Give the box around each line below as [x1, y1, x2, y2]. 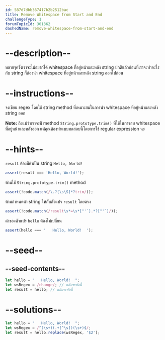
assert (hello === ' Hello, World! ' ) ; [5, 228, 94, 233]
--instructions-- [5, 88, 74, 99]
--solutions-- [5, 304, 62, 315]
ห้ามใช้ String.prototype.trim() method [5, 179, 86, 185]
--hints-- [5, 144, 44, 155]
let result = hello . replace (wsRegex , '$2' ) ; [5, 330, 100, 335]
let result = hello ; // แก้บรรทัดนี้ [5, 287, 73, 292]
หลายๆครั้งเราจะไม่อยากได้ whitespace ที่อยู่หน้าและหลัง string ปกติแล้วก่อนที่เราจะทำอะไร [5, 64, 160, 70]
